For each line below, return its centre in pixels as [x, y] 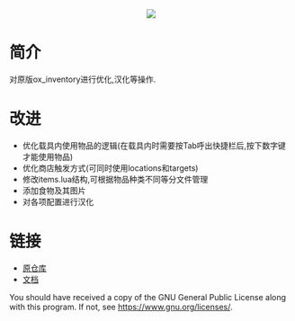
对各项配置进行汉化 [58, 201]
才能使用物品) [48, 156]
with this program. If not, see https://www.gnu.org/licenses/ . [121, 307]
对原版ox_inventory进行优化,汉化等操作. [83, 79]
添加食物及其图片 [54, 190]
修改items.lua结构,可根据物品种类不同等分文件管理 [115, 179]
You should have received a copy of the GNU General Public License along [147, 297]
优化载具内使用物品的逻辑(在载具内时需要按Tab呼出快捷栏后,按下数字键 [154, 145]
